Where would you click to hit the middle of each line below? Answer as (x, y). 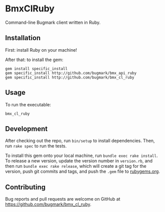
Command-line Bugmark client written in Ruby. (53, 22)
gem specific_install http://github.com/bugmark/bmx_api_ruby (71, 73)
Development (27, 129)
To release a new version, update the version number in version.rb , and (79, 161)
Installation (23, 38)
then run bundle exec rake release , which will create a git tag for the (76, 166)
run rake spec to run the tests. (36, 146)
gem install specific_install (37, 69)
